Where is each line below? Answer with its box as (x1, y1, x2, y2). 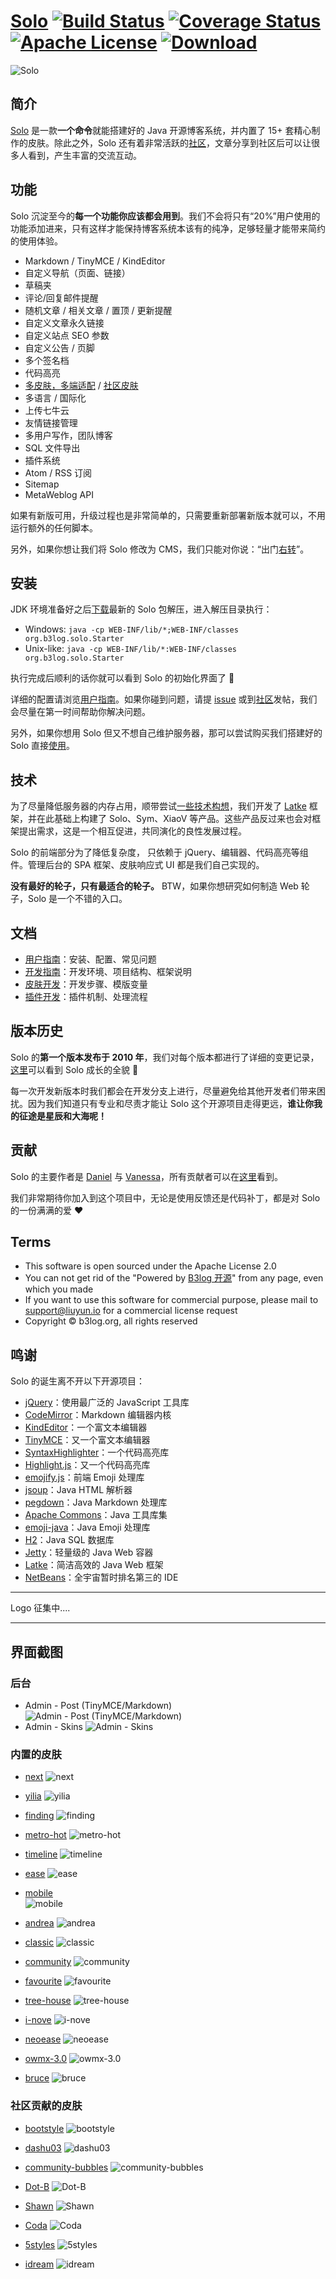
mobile (24, 1887, 53, 1899)
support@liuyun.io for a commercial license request (24, 1305, 238, 1317)
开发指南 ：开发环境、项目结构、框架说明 (24, 966, 192, 977)
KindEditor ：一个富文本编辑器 (24, 1421, 148, 1434)
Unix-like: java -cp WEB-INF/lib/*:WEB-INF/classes (24, 643, 237, 655)
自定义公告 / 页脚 (24, 341, 95, 354)
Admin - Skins (24, 1720, 83, 1732)
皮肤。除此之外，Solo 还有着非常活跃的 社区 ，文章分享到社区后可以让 (27, 136, 312, 149)
